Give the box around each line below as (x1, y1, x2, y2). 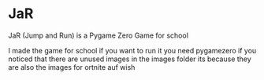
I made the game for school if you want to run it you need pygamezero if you (8, 45, 257, 55)
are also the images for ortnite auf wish (8, 62, 136, 71)
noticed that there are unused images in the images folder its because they (8, 54, 252, 64)
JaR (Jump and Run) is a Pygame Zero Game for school (8, 31, 189, 40)
